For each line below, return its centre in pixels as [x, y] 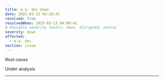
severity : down [20, 32]
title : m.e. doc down [27, 9]
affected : [15, 37]
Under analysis [20, 69]
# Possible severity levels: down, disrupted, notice [61, 28]
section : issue [20, 46]
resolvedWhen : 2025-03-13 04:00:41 [41, 23]
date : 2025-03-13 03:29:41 [32, 14]
